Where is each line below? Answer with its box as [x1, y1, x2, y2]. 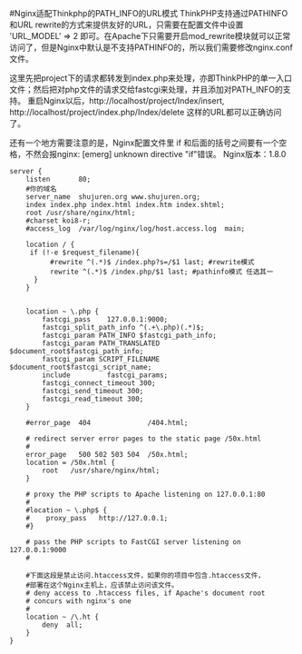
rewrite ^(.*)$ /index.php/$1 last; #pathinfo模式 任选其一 [49, 267, 274, 276]
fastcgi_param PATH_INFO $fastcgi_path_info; [42, 331, 218, 340]
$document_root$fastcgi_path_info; [9, 347, 144, 356]
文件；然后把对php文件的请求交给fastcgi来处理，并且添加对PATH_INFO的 [9, 84, 284, 94]
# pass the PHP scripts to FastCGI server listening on [25, 538, 242, 547]
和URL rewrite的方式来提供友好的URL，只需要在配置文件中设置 [9, 19, 244, 30]
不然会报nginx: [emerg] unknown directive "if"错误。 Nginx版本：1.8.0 [24, 149, 287, 159]
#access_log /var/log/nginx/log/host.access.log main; [25, 224, 246, 233]
